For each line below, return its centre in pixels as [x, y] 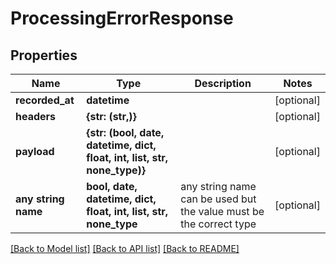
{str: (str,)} [111, 116]
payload [35, 151]
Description [223, 83]
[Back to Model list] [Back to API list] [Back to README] [125, 248]
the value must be [222, 211]
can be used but [218, 199]
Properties [44, 55]
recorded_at [45, 100]
